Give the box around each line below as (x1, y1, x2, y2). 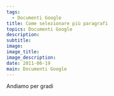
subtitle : (6, 37, 32, 43)
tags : (6, 9, 20, 15)
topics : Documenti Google (6, 26, 72, 32)
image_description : (6, 54, 56, 61)
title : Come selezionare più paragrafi (6, 20, 108, 26)
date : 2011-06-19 (6, 60, 51, 66)
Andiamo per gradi (6, 83, 53, 90)
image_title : (6, 49, 40, 55)
